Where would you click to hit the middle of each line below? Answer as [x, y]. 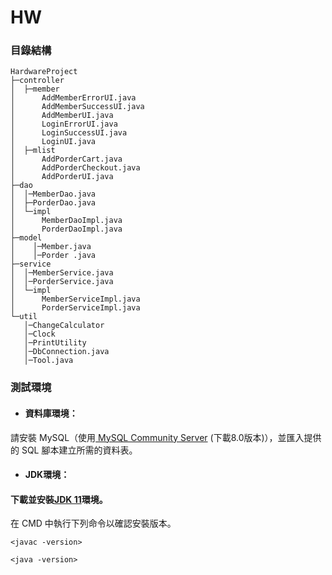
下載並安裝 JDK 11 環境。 [59, 499]
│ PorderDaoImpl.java [66, 229]
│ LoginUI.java [53, 142]
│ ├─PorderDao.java [53, 203]
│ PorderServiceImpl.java [75, 308]
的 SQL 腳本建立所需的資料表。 [74, 450]
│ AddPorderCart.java [66, 159]
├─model [26, 238]
